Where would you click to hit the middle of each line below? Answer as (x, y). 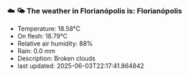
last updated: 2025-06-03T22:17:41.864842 (81, 66)
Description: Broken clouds (56, 59)
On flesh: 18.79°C (42, 36)
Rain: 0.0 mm (36, 51)
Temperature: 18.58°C (49, 29)
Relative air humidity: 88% (55, 43)
